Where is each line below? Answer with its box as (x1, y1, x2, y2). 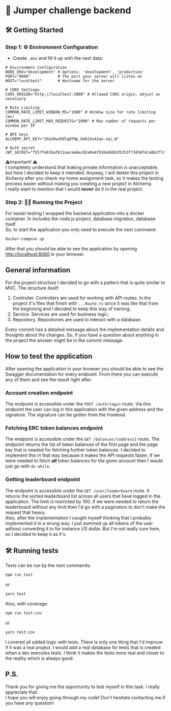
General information (5, 266, 70, 275)
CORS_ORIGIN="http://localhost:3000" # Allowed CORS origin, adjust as (5, 91, 160, 97)
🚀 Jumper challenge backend (5, 5, 131, 16)
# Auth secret (5, 145, 36, 150)
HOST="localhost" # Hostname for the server (5, 78, 115, 83)
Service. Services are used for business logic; (12, 311, 109, 317)
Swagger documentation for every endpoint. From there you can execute (5, 371, 158, 377)
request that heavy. (5, 509, 46, 515)
